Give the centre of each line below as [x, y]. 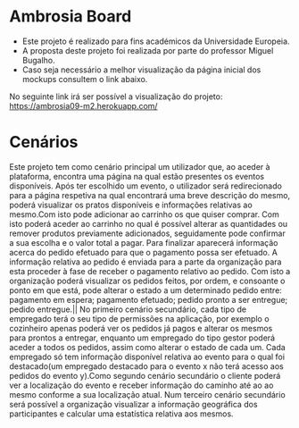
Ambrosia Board [71, 17]
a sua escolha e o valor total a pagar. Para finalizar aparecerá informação [144, 242]
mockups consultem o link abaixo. [85, 79]
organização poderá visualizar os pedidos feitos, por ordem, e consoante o [147, 281]
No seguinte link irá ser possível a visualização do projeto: [116, 97]
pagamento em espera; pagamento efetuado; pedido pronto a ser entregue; [149, 299]
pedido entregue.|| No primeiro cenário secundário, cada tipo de [128, 309]
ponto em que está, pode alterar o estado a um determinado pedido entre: [146, 290]
